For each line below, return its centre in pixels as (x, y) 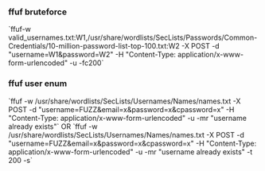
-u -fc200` (87, 63)
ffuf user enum (38, 84)
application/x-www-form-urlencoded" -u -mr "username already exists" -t (131, 152)
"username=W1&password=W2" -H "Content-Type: (92, 55)
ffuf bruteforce (38, 12)
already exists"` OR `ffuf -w (53, 126)
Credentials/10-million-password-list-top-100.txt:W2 (94, 46)
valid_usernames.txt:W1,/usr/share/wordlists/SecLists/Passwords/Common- (133, 37)
